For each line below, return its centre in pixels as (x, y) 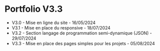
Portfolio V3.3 (34, 9)
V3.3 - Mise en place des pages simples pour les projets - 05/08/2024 (83, 43)
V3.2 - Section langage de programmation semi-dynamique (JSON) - (82, 33)
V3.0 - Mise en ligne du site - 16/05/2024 (54, 23)
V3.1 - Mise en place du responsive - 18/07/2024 (61, 27)
